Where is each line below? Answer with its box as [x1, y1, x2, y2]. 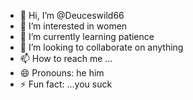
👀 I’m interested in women [19, 20, 128, 32]
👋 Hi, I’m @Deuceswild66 [19, 10, 125, 21]
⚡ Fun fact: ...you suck [19, 78, 113, 90]
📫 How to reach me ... [19, 53, 113, 64]
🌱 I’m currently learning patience [19, 31, 155, 42]
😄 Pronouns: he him [19, 67, 105, 79]
